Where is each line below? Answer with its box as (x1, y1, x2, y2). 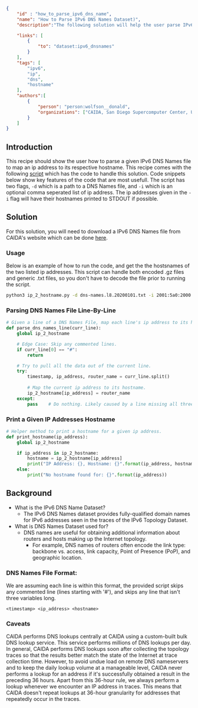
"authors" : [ (16, 93, 46, 99)
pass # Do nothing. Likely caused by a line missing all (27, 401, 178, 407)
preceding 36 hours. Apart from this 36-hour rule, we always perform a (6, 677, 179, 684)
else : (16, 467, 31, 472)
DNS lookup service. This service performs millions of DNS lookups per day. (6, 639, 192, 646)
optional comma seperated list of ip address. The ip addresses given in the (6, 189, 187, 196)
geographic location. (32, 554, 82, 561)
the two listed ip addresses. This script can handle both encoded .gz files (6, 269, 184, 276)
